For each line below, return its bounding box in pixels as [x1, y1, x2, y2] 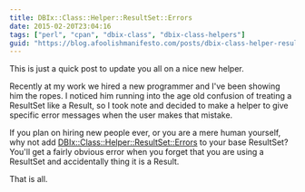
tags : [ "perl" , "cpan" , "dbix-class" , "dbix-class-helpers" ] [9, 30, 246, 39]
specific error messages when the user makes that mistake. [9, 110, 233, 120]
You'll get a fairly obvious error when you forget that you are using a [9, 147, 265, 158]
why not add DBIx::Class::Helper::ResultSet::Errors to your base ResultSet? [9, 137, 289, 148]
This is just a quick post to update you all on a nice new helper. [9, 63, 244, 74]
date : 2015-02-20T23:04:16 [9, 22, 112, 31]
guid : [9, 38, 30, 48]
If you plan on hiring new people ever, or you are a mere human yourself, [9, 128, 281, 139]
